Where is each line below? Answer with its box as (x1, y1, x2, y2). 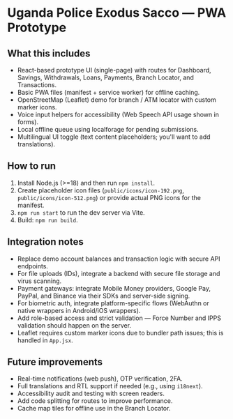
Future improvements (7, 356, 103, 368)
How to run (7, 160, 57, 172)
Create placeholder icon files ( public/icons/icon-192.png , (17, 186, 185, 195)
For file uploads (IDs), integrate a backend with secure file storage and (17, 269, 220, 277)
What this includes (7, 47, 91, 59)
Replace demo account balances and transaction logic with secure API (17, 254, 221, 263)
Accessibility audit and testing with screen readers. (17, 389, 165, 398)
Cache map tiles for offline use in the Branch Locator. (17, 404, 171, 413)
